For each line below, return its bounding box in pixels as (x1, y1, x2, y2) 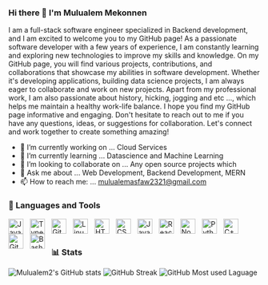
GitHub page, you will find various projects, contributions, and (8, 59, 213, 69)
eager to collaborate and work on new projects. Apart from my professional (8, 85, 257, 94)
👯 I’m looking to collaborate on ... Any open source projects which (19, 160, 238, 169)
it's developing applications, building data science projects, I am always (8, 76, 245, 86)
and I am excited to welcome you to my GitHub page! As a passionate (8, 34, 238, 43)
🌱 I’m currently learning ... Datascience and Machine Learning (19, 151, 224, 160)
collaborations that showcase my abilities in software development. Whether (8, 68, 260, 77)
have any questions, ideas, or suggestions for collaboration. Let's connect (8, 119, 253, 129)
